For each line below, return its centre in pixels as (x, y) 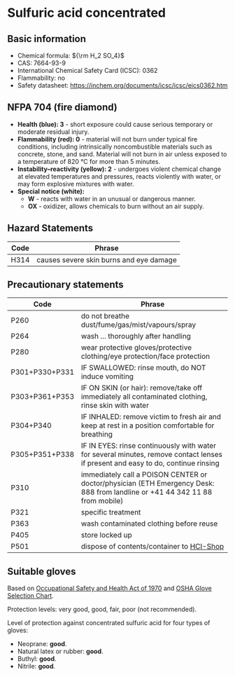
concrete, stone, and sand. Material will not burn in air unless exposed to (122, 154)
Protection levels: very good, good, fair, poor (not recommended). (102, 609)
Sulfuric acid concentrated (87, 13)
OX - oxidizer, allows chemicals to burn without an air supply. (116, 206)
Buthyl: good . (37, 659)
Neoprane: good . (42, 644)
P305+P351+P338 (43, 455)
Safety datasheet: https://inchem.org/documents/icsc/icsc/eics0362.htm (122, 85)
